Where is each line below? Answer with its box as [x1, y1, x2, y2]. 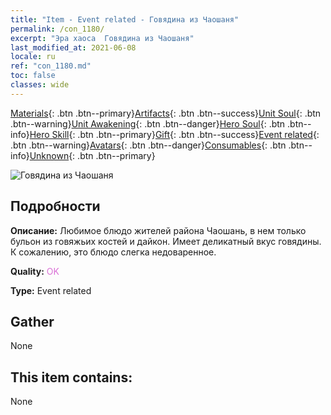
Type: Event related [10, 284, 92, 296]
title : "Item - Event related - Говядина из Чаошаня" [10, 14, 240, 25]
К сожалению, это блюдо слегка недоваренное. [10, 246, 217, 258]
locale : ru [10, 52, 56, 62]
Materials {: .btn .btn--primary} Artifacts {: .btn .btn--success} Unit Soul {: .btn [10, 107, 322, 119]
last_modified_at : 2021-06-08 [10, 42, 137, 53]
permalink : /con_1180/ [10, 24, 105, 34]
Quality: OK [10, 265, 60, 277]
